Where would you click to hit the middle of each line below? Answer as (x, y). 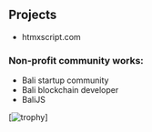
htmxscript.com (51, 36)
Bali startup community (65, 80)
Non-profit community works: (76, 60)
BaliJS (34, 100)
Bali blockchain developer (70, 90)
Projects (33, 15)
